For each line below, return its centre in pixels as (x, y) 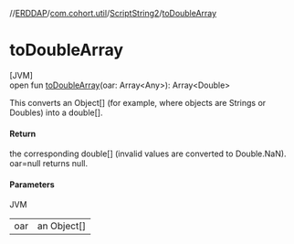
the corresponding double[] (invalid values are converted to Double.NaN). (148, 154)
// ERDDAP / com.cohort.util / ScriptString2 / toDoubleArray (113, 13)
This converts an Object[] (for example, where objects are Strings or (138, 102)
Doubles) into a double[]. (56, 112)
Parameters (32, 184)
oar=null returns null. (49, 164)
